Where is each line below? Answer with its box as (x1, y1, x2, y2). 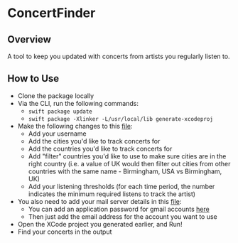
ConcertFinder (7, 5, 96, 21)
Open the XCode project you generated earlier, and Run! (17, 220, 183, 228)
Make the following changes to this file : (17, 121, 133, 130)
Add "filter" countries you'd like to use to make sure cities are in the (28, 151, 227, 161)
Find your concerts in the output (17, 227, 112, 236)
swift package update (28, 108, 92, 115)
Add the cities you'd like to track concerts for (28, 136, 161, 145)
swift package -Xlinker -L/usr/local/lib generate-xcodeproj (28, 115, 213, 122)
